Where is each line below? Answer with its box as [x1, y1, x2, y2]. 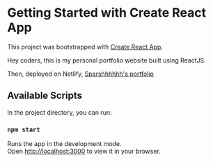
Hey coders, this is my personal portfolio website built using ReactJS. [7, 56, 207, 64]
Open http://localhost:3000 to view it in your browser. [7, 147, 161, 156]
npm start [7, 125, 40, 133]
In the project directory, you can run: [7, 108, 112, 116]
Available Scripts [7, 90, 82, 102]
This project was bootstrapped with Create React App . [7, 42, 164, 51]
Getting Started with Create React [7, 5, 207, 21]
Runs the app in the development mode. [7, 140, 122, 148]
